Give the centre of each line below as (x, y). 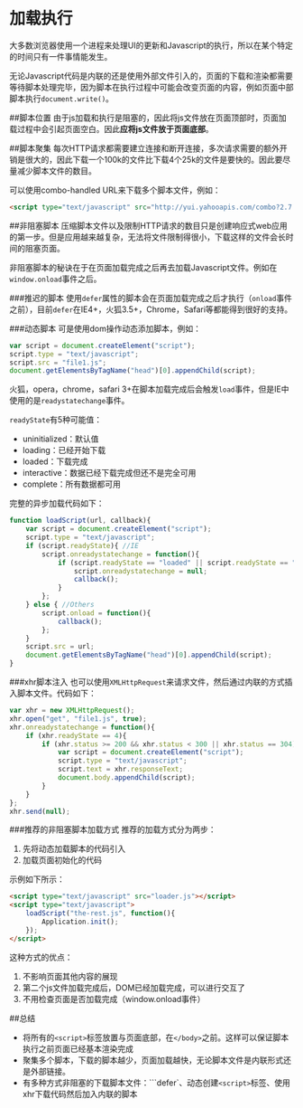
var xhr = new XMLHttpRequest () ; (72, 711)
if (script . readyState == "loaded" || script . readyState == (173, 563)
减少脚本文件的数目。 (56, 170)
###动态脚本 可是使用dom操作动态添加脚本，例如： (105, 328)
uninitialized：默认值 (60, 439)
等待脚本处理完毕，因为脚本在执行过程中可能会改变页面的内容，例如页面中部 (151, 87)
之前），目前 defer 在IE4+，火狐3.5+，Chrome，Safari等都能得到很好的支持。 (151, 309)
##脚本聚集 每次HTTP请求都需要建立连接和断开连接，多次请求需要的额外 (145, 148)
